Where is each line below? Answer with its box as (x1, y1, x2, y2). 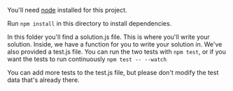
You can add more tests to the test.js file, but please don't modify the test (7, 69, 219, 76)
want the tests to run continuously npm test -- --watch (7, 55, 167, 63)
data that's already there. (7, 76, 80, 84)
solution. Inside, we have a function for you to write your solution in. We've (7, 40, 223, 48)
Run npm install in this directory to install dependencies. (7, 19, 172, 27)
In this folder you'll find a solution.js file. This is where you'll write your (7, 33, 210, 41)
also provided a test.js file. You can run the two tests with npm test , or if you (7, 48, 226, 56)
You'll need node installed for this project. (7, 6, 127, 14)
